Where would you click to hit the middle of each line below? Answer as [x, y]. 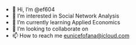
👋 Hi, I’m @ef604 [33, 9]
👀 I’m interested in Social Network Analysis [66, 16]
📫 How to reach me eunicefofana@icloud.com [70, 36]
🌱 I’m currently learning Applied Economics [66, 22]
